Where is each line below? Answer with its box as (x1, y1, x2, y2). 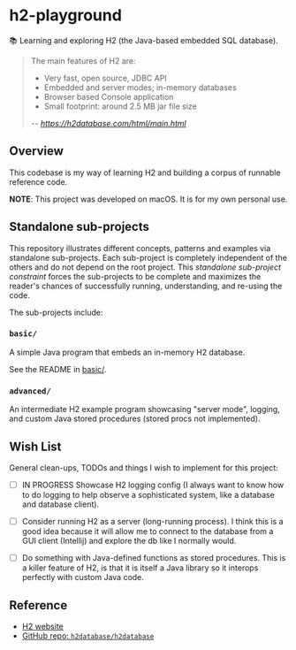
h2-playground (9, 5, 122, 26)
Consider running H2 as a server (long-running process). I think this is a (21, 516, 285, 527)
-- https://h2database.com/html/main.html (30, 118, 187, 128)
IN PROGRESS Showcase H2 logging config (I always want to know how (21, 479, 285, 490)
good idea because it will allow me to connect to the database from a (21, 526, 274, 537)
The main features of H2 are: (30, 55, 136, 66)
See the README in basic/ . (9, 363, 107, 374)
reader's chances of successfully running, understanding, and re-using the (9, 280, 283, 291)
